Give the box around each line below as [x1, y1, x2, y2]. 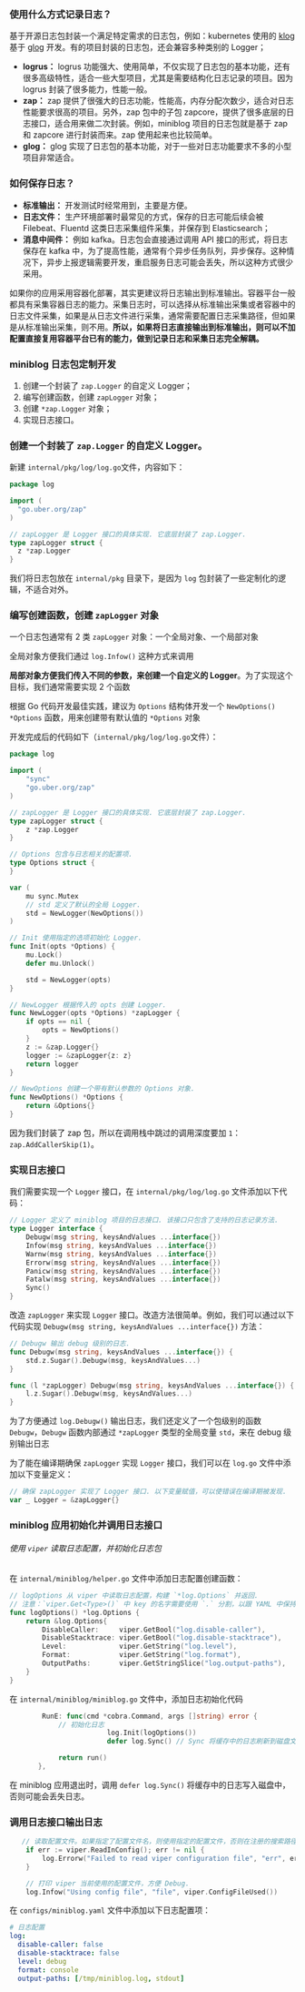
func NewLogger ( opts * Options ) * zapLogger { [9, 1009, 181, 1018]
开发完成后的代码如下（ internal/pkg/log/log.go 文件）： [9, 731, 219, 743]
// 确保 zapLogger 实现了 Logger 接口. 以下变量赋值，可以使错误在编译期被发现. [9, 1487, 288, 1497]
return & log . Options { [25, 1616, 107, 1626]
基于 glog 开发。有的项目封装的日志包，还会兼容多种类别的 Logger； [9, 42, 266, 53]
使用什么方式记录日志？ [9, 7, 112, 20]
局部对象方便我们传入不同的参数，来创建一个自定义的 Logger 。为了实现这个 [9, 670, 293, 681]
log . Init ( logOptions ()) [106, 1728, 197, 1738]
